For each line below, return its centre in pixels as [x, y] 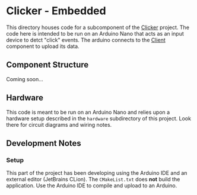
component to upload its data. [43, 46]
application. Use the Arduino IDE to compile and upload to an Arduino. [92, 186]
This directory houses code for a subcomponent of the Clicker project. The [98, 27]
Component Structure [47, 65]
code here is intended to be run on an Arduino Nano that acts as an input [95, 33]
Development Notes [44, 143]
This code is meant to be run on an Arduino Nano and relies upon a [88, 112]
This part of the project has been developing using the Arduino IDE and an [97, 173]
